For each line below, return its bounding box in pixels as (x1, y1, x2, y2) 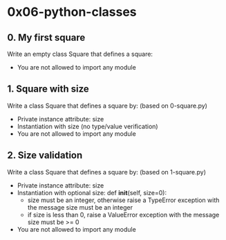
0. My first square (7, 32, 86, 43)
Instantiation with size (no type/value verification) (17, 122, 158, 130)
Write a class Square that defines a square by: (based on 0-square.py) (7, 101, 207, 110)
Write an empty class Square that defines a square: (7, 50, 153, 58)
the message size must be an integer (27, 203, 133, 211)
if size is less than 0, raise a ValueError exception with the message (27, 210, 220, 219)
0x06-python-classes (7, 4, 137, 20)
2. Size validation (7, 150, 83, 161)
